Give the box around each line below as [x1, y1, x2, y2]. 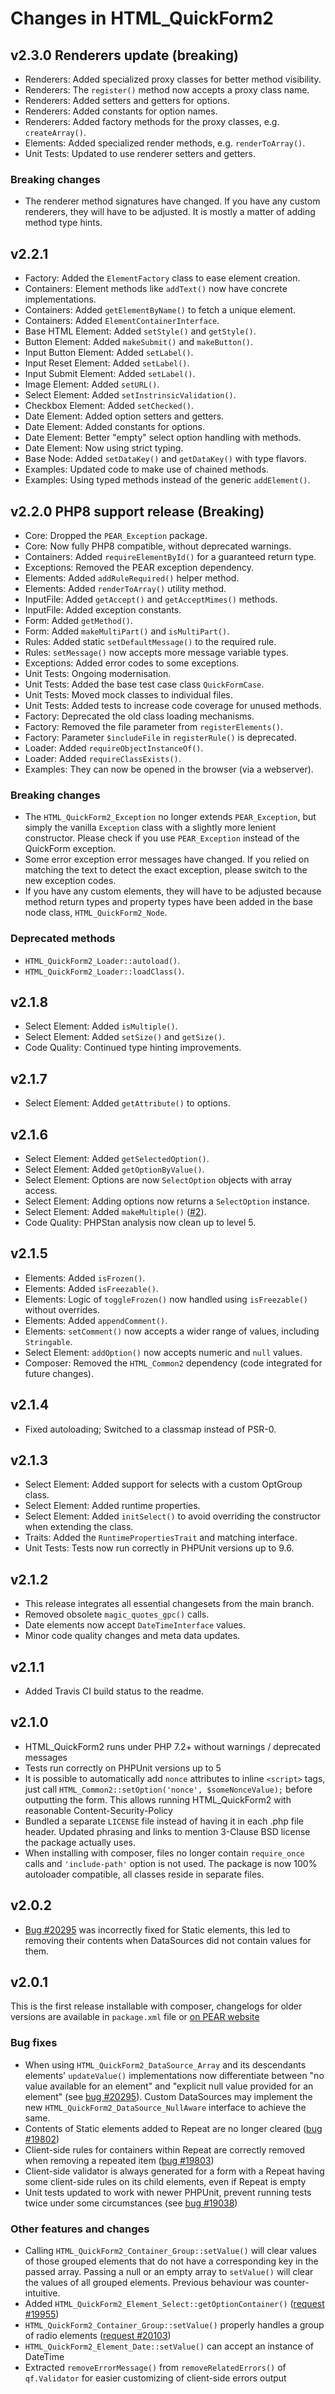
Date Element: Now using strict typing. [24, 442, 184, 454]
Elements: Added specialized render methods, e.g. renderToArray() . [24, 137, 306, 149]
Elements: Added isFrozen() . [24, 1272, 146, 1284]
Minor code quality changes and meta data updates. [24, 1630, 241, 1642]
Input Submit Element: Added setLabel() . [24, 368, 196, 380]
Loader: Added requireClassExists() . [24, 752, 182, 764]
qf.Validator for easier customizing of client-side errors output [24, 2372, 287, 2384]
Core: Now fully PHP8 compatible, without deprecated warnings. [24, 540, 292, 552]
